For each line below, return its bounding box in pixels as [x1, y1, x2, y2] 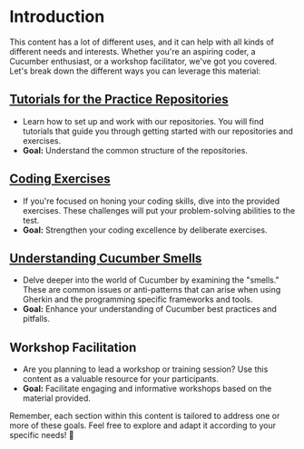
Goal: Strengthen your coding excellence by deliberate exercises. [22, 224, 268, 235]
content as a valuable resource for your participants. [22, 374, 220, 384]
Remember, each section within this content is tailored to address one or [9, 411, 280, 422]
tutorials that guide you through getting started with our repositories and [22, 125, 293, 136]
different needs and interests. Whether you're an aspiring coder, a [9, 45, 256, 56]
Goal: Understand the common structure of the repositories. [22, 145, 248, 155]
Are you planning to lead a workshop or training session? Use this [22, 364, 269, 374]
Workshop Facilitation [9, 339, 137, 355]
